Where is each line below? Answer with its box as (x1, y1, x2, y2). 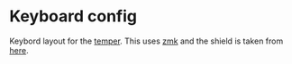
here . (9, 44, 29, 55)
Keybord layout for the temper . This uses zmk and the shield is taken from (9, 36, 284, 46)
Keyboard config (9, 6, 138, 27)
